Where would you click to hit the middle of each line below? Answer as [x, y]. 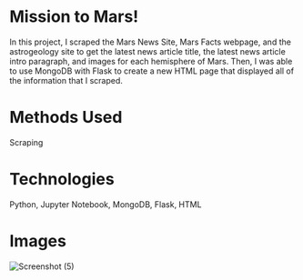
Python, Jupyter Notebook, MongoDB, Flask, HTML [106, 204]
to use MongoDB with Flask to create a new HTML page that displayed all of [151, 71]
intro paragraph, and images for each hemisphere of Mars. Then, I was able [151, 61]
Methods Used [66, 118]
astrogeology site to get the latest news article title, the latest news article [148, 51]
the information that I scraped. [66, 80]
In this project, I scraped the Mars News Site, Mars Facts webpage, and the [150, 42]
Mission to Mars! [74, 17]
